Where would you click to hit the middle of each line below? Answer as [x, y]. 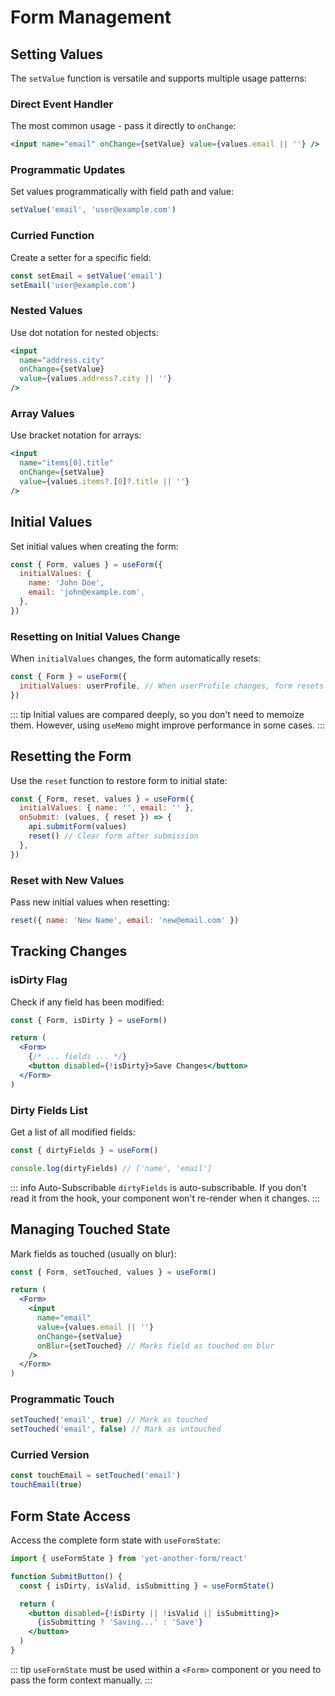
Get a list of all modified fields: [73, 1132]
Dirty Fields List [49, 1110]
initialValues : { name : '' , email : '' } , [107, 808]
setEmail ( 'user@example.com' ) [73, 285]
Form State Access [71, 1516]
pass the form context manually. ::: [81, 1680]
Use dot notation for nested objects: [84, 332]
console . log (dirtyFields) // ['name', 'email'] [111, 1168]
